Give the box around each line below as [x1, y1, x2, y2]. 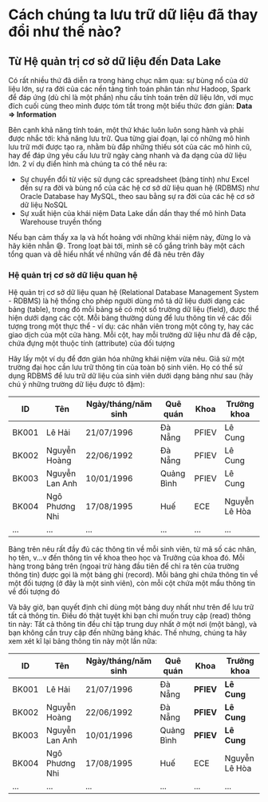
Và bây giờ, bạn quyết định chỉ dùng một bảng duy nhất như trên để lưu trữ [8, 602, 254, 612]
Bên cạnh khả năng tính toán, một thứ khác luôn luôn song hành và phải [8, 126, 245, 134]
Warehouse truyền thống [19, 217, 102, 226]
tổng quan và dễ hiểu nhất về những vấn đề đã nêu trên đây [8, 249, 205, 259]
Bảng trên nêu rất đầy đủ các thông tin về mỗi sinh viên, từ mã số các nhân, [8, 545, 257, 554]
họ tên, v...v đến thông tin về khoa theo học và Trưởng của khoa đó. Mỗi [8, 553, 245, 563]
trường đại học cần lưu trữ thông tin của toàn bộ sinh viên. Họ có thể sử [8, 362, 243, 373]
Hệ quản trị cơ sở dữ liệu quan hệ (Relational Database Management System [8, 288, 259, 297]
